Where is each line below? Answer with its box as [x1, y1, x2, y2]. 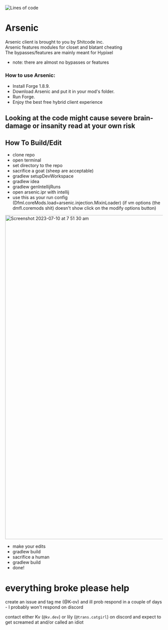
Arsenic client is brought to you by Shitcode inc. [5, 39, 104, 45]
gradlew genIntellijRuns [12, 184, 61, 190]
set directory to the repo [12, 163, 63, 169]
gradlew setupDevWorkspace [12, 173, 74, 179]
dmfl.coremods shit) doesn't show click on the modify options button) [12, 205, 156, 211]
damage [5, 121, 31, 130]
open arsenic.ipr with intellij [12, 189, 69, 195]
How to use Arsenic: [5, 72, 56, 79]
